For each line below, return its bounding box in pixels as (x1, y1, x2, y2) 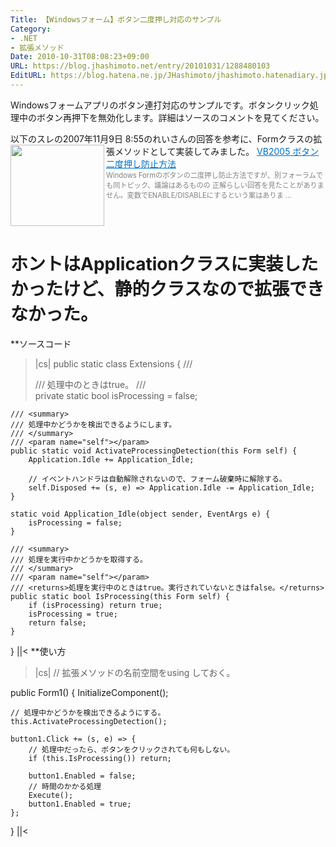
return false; (28, 617, 87, 628)
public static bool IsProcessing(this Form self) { (10, 591, 230, 601)
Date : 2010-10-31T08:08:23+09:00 (10, 52, 150, 62)
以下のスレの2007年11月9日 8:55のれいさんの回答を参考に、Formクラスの (10, 132, 314, 145)
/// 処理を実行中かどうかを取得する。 (10, 554, 148, 565)
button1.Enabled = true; (28, 799, 132, 809)
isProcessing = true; (28, 609, 118, 619)
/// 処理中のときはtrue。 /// (34, 378, 147, 390)
